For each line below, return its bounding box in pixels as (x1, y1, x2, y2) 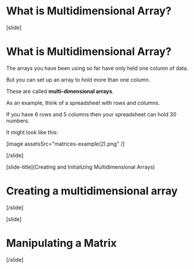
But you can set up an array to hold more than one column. (6, 76, 151, 83)
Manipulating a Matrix (6, 237, 117, 250)
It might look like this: (6, 128, 58, 135)
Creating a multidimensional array (6, 184, 178, 198)
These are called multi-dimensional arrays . (6, 88, 114, 95)
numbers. (6, 117, 30, 124)
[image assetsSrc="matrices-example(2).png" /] (6, 140, 125, 147)
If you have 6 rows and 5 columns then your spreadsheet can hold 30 (6, 110, 177, 118)
